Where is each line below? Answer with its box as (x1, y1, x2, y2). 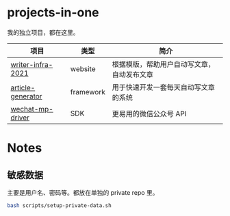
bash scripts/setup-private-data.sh (7, 202, 112, 209)
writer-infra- (10, 59, 53, 69)
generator (10, 91, 42, 100)
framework (70, 87, 106, 96)
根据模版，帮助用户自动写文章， (112, 59, 216, 69)
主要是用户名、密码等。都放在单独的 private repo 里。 (7, 188, 159, 196)
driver (10, 113, 29, 122)
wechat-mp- (10, 104, 53, 113)
